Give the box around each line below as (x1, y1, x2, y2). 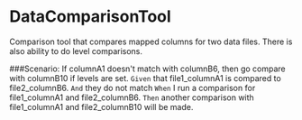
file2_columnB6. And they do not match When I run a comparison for (9, 82, 256, 93)
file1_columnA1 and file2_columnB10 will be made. (9, 101, 194, 112)
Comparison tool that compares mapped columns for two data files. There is (9, 36, 293, 47)
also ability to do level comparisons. (9, 45, 142, 56)
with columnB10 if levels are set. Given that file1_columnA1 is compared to (9, 72, 281, 83)
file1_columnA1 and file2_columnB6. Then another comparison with (9, 92, 254, 103)
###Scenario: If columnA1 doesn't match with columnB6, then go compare (9, 63, 286, 74)
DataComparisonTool (9, 6, 171, 27)
